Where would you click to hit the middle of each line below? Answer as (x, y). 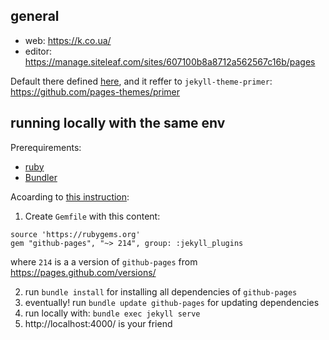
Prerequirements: (46, 147)
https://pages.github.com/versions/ (83, 272)
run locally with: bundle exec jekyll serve (112, 313)
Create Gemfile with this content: (92, 216)
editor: (38, 51)
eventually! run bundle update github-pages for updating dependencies (172, 302)
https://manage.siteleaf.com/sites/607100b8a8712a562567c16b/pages (170, 61)
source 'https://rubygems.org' (75, 234)
